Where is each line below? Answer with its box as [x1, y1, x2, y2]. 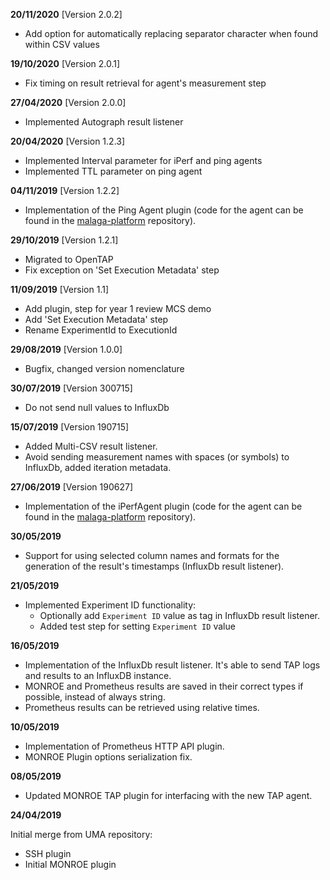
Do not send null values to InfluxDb [24, 402, 170, 413]
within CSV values [24, 39, 100, 50]
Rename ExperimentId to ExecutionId [24, 324, 178, 336]
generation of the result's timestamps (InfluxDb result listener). [24, 560, 285, 572]
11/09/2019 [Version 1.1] [10, 284, 110, 295]
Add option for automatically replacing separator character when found [24, 28, 319, 39]
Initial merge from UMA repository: [10, 829, 153, 840]
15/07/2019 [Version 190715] [10, 421, 130, 433]
